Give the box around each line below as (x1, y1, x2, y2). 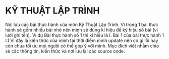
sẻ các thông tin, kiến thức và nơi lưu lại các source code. (5, 48, 125, 54)
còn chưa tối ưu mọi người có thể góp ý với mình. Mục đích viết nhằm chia (5, 42, 159, 48)
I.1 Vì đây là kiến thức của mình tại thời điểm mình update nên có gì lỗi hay (5, 37, 158, 43)
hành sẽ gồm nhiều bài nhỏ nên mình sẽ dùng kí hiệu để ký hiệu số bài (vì (5, 26, 158, 32)
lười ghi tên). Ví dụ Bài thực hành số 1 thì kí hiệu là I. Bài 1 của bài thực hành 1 (5, 32, 164, 38)
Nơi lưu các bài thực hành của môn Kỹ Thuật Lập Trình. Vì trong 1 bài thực (5, 21, 158, 27)
